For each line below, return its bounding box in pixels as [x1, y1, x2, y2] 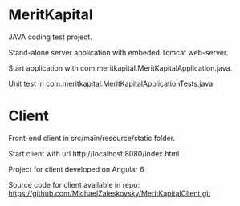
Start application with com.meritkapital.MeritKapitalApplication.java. [8, 63, 233, 73]
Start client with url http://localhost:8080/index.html [8, 148, 180, 158]
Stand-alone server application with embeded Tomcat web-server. [8, 47, 229, 57]
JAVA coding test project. [8, 32, 92, 42]
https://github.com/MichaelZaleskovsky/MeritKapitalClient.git [8, 188, 211, 198]
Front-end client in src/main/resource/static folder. [8, 133, 175, 143]
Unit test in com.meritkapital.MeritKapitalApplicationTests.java [8, 79, 214, 88]
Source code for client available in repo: [8, 180, 140, 189]
